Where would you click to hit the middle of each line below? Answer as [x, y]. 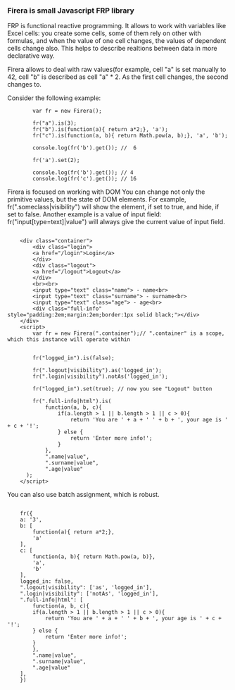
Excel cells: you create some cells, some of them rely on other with [104, 33]
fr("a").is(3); [55, 123]
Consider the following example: [54, 98]
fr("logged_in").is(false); [74, 358]
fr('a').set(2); [56, 161]
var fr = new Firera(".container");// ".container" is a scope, [129, 333]
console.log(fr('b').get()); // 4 [83, 173]
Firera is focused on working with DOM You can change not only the [106, 192]
